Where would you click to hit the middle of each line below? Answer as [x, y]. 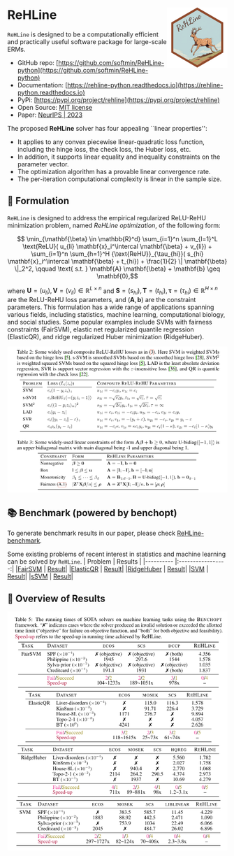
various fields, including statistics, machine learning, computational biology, [116, 315]
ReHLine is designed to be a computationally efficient [83, 34]
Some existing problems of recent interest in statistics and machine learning [117, 554]
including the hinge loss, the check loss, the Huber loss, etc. [104, 149]
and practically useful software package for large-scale [87, 41]
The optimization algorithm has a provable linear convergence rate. [114, 171]
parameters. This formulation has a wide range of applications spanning [111, 307]
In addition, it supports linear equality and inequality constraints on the [119, 157]
